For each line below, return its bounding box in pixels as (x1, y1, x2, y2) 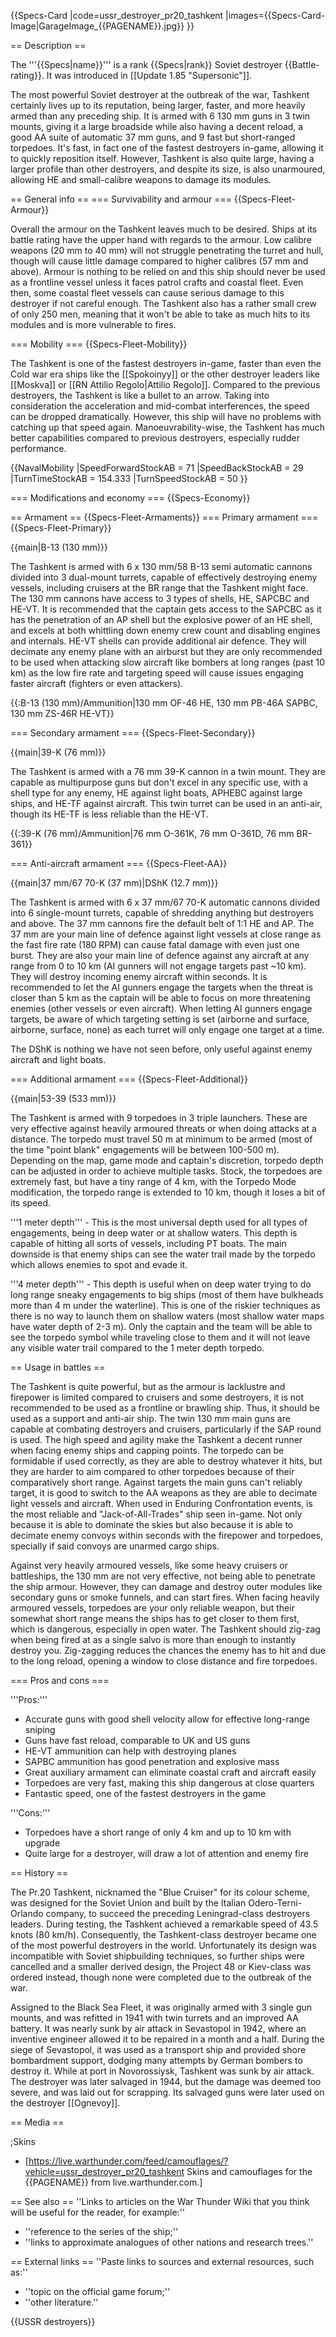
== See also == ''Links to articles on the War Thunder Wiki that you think (10, 2196, 310, 2207)
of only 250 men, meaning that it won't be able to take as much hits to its (10, 308, 311, 320)
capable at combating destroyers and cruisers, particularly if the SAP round (10, 1423, 322, 1435)
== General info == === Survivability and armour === (10, 193, 232, 205)
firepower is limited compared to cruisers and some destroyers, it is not (10, 1391, 305, 1403)
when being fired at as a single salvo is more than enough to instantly (10, 1634, 297, 1645)
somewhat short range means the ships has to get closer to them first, (10, 1613, 300, 1624)
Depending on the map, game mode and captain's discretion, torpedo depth (10, 1155, 324, 1166)
